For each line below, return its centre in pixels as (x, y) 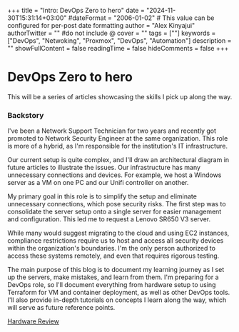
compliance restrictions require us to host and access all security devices (116, 241)
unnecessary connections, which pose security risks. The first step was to (117, 204)
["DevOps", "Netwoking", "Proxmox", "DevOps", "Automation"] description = (119, 41)
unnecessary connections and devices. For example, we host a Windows (115, 175)
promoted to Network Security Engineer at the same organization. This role (118, 139)
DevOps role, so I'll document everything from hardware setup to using (112, 285)
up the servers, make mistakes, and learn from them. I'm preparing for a (113, 277)
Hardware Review (33, 321)
